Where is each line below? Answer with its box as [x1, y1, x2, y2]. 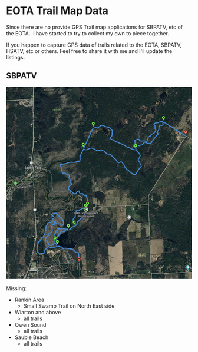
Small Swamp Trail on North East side [23, 302, 115, 310]
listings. [6, 54, 25, 61]
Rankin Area [14, 296, 45, 303]
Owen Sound [14, 321, 47, 328]
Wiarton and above [14, 308, 61, 316]
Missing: [6, 284, 27, 292]
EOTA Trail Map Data [6, 4, 109, 18]
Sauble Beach [14, 334, 49, 341]
